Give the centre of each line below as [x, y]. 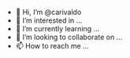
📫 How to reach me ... [52, 46]
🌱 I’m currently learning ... [58, 29]
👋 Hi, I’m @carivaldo [48, 12]
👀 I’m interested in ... [49, 20]
